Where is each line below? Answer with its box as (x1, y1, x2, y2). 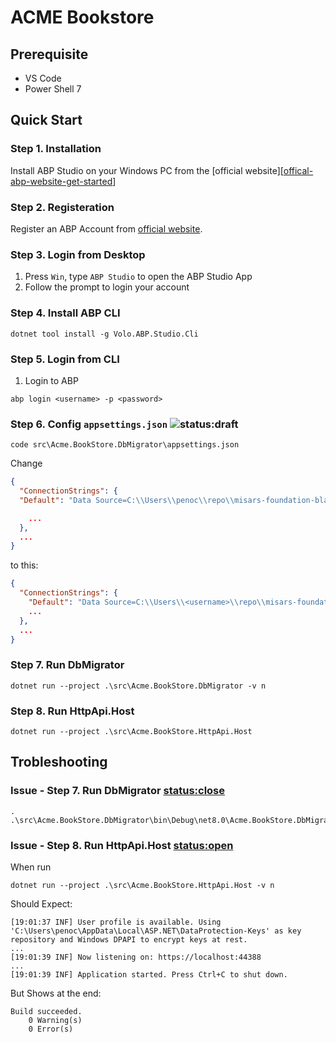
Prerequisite (10, 46, 89, 63)
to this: (10, 559, 39, 571)
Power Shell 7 (24, 83, 82, 95)
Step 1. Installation (10, 142, 102, 156)
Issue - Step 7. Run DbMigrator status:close (10, 784, 226, 798)
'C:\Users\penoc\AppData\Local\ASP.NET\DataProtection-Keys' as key (10, 926, 302, 936)
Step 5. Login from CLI (10, 352, 120, 366)
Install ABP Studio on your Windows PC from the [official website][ (10, 164, 284, 176)
